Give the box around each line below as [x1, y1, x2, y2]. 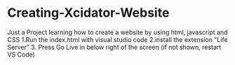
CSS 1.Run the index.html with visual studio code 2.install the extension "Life [7, 35, 228, 43]
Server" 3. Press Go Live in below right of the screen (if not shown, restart [7, 43, 222, 51]
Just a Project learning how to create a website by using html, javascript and [7, 28, 228, 36]
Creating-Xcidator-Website [7, 5, 170, 21]
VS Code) [7, 50, 35, 59]
